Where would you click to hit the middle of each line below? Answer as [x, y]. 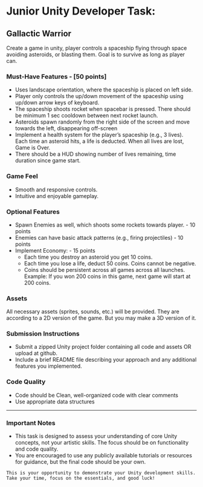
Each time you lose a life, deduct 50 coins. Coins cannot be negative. [110, 263]
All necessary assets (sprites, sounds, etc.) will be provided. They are [93, 312]
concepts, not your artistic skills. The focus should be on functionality [102, 443]
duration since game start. [48, 161]
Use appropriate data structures [55, 402]
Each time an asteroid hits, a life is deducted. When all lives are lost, [99, 141]
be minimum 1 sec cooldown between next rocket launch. [86, 116]
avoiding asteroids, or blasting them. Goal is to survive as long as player [96, 55]
